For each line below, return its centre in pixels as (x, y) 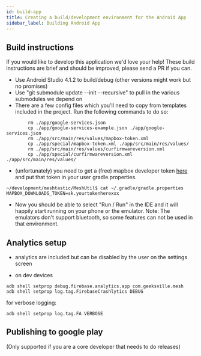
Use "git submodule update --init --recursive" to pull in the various (97, 93)
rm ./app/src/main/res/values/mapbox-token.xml (88, 139)
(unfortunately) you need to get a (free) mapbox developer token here (101, 171)
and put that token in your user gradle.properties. (76, 177)
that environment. (37, 224)
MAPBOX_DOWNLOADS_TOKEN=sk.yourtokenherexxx (63, 194)
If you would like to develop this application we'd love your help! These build (100, 62)
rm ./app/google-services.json (67, 123)
